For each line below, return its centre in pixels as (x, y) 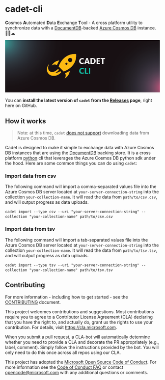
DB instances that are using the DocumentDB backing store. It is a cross (78, 153)
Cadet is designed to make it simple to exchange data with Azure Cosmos (80, 148)
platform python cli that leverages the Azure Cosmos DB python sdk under (80, 158)
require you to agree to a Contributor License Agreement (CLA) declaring (79, 317)
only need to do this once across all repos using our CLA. (63, 353)
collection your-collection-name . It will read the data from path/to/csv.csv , (81, 197)
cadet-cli (24, 9)
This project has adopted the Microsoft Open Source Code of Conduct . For (81, 362)
